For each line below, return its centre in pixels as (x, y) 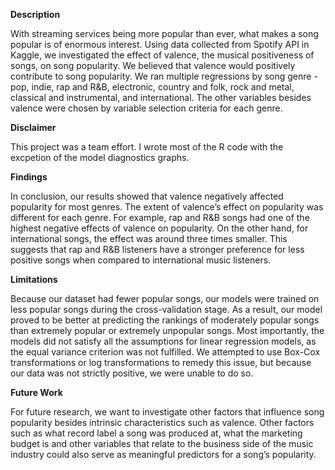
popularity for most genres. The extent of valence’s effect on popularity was (167, 207)
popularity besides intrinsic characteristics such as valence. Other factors (162, 422)
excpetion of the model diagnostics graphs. (100, 157)
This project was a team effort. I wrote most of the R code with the (147, 147)
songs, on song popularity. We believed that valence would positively (153, 65)
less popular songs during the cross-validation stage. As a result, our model (166, 309)
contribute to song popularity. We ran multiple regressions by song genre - (164, 76)
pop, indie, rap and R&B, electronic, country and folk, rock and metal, (152, 87)
